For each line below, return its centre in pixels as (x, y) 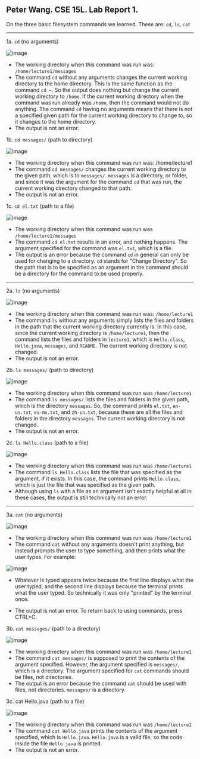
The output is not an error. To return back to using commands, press (99, 610)
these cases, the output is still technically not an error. (81, 497)
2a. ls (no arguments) (33, 291)
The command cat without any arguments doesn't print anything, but (99, 544)
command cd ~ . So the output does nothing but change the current (97, 90)
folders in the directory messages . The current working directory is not (100, 418)
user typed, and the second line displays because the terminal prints (99, 586)
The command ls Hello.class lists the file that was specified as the (98, 472)
